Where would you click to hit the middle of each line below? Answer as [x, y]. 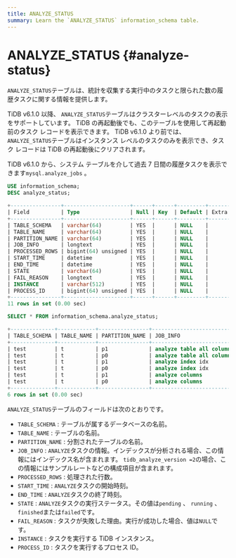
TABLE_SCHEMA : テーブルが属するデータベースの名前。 [94, 424]
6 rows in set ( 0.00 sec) [45, 395]
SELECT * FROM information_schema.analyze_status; [83, 317]
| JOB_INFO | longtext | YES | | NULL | [108, 245]
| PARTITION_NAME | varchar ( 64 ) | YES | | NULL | [108, 239]
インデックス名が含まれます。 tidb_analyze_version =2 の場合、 [128, 459]
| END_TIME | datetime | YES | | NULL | [108, 265]
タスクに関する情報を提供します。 [62, 99]
